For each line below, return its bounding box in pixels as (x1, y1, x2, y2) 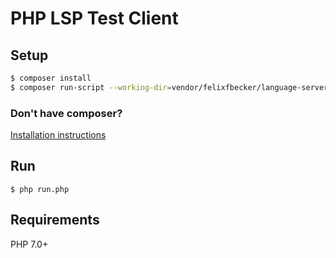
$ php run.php (10, 184, 70, 194)
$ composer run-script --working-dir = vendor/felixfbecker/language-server (10, 82, 329, 92)
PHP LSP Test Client (10, 7, 179, 30)
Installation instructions (10, 129, 107, 141)
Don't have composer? (10, 106, 123, 120)
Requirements (10, 212, 100, 229)
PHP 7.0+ (10, 238, 49, 250)
